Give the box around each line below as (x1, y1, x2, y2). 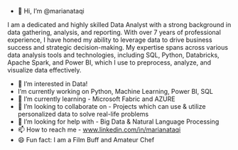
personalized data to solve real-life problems (17, 110, 149, 118)
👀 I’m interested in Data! (17, 80, 88, 88)
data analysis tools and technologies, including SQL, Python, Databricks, (7, 50, 220, 59)
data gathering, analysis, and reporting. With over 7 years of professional (7, 28, 222, 36)
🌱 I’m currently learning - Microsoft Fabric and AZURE (17, 95, 175, 103)
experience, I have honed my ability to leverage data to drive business (7, 36, 212, 44)
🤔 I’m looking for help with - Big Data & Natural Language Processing (17, 117, 220, 126)
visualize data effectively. (7, 66, 82, 74)
